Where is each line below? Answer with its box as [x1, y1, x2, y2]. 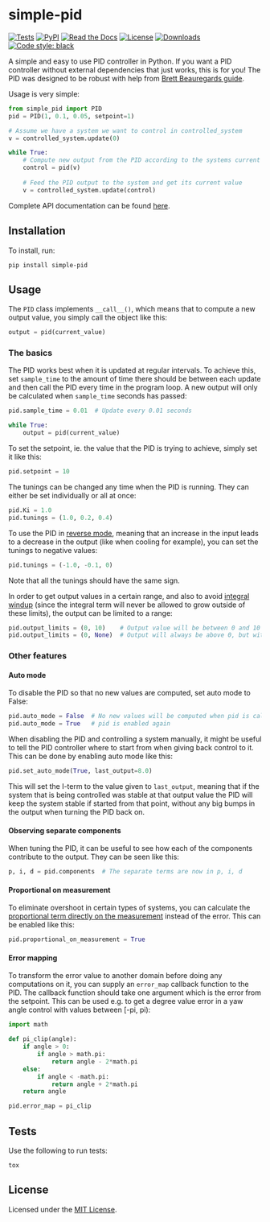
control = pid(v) [22, 163, 81, 172]
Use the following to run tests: [8, 1146, 108, 1156]
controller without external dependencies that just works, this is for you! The [8, 64, 261, 74]
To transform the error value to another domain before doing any [8, 971, 223, 980]
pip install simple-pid [8, 261, 88, 269]
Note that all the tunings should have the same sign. [8, 576, 181, 585]
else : [22, 1065, 42, 1073]
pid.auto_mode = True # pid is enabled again [8, 720, 171, 728]
